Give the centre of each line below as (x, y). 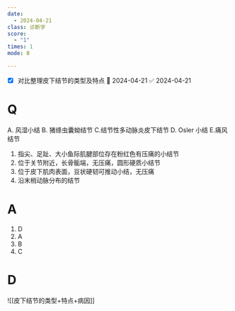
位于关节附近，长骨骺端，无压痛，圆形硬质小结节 (89, 163)
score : (17, 34)
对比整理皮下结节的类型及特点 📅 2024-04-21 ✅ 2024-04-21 (104, 80)
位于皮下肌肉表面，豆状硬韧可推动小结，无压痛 (86, 171)
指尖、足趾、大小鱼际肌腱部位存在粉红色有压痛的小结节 (98, 153)
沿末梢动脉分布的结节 (48, 180)
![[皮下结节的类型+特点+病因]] (51, 300)
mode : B (19, 54)
